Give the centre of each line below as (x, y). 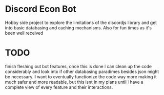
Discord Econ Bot (41, 9)
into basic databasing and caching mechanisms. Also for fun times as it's (79, 27)
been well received (24, 33)
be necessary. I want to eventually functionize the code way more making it (81, 76)
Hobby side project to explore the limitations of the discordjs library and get (81, 23)
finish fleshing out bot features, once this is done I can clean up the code (79, 66)
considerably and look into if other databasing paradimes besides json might (82, 71)
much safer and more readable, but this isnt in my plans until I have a (74, 82)
